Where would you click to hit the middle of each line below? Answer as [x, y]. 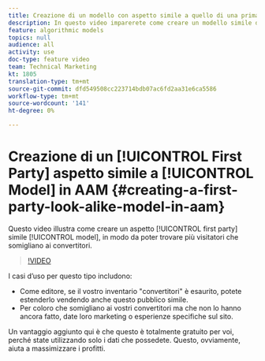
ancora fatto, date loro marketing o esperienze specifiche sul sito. [127, 316]
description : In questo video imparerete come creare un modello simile [130, 23]
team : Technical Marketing [52, 67]
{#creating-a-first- [175, 190]
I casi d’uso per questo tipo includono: [70, 276]
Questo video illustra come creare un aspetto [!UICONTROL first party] [123, 229]
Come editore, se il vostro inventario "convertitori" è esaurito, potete [131, 291]
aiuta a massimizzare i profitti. [57, 348]
